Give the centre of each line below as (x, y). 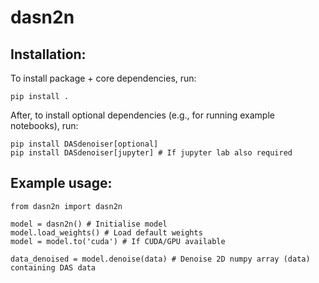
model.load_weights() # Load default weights (106, 232)
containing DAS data (53, 267)
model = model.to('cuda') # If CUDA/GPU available (118, 241)
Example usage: (61, 183)
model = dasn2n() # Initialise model (89, 224)
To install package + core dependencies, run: (103, 78)
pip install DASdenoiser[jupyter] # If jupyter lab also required (151, 153)
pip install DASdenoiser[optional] (84, 144)
